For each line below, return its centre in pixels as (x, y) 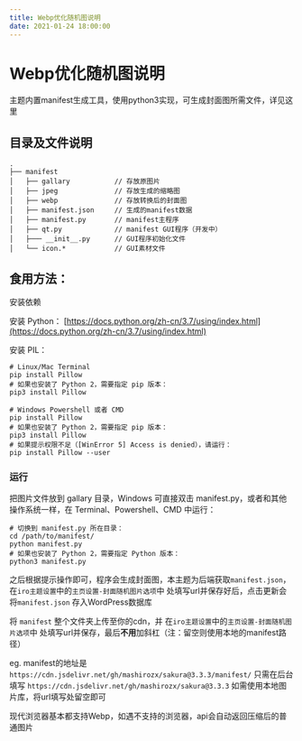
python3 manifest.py (48, 562)
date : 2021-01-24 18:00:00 (60, 26)
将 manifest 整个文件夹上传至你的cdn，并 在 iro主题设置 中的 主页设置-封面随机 (147, 621)
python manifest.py (46, 544)
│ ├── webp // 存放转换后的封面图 (98, 201)
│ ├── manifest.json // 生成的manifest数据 (101, 210)
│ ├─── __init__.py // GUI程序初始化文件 (98, 239)
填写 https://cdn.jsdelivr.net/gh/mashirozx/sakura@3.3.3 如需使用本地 (144, 686)
